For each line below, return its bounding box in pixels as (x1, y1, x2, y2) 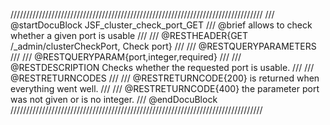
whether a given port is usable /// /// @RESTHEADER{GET (10, 30, 249, 41)
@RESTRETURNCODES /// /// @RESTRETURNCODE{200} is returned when (10, 72, 320, 84)
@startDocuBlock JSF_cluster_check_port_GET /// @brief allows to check (10, 19, 313, 31)
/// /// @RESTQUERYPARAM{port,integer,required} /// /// (10, 51, 242, 63)
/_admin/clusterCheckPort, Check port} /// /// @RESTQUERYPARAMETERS (10, 40, 317, 52)
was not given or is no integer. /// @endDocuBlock (10, 94, 218, 105)
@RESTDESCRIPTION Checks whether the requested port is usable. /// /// (10, 62, 315, 73)
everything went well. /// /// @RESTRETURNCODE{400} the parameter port (10, 83, 320, 94)
